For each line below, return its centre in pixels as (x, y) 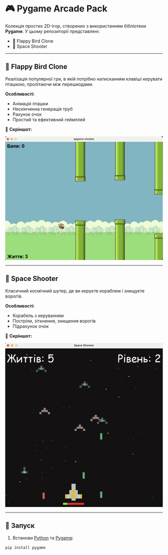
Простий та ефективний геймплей (49, 119)
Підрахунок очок (30, 326)
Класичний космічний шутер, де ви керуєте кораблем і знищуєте (75, 291)
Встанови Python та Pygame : (43, 537)
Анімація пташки (30, 103)
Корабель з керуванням (38, 316)
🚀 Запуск (20, 526)
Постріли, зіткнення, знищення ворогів (54, 321)
